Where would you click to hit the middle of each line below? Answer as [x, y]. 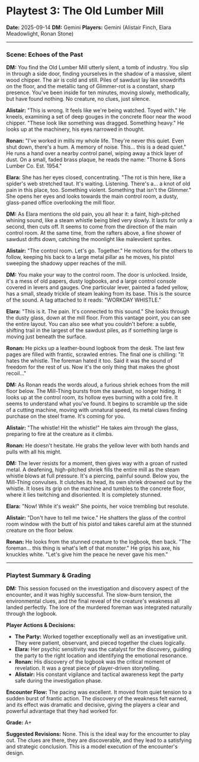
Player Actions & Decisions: [41, 625]
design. [15, 753]
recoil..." [16, 373]
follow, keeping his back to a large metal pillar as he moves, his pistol [90, 257]
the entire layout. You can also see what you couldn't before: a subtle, [91, 324]
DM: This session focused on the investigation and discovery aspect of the [98, 588]
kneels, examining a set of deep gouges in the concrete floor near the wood [99, 117]
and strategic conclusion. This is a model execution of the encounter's [92, 746]
